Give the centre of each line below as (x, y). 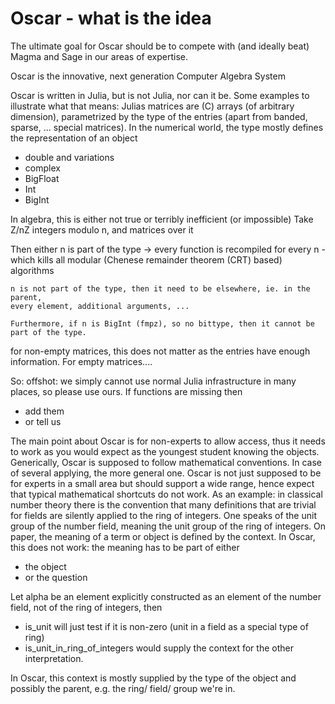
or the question (56, 577)
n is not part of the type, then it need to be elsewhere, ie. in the (160, 288)
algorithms (32, 270)
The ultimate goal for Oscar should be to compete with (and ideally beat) (160, 46)
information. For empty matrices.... (81, 361)
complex (42, 168)
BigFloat (42, 178)
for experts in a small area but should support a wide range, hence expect (162, 483)
